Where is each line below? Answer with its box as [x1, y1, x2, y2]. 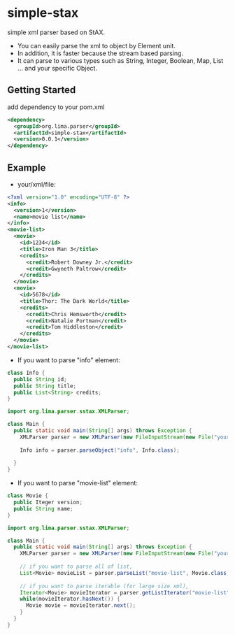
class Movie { [7, 492, 49, 499]
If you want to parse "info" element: [17, 355, 120, 364]
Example [7, 162, 46, 173]
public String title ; [13, 383, 77, 390]
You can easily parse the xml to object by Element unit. [17, 41, 176, 50]
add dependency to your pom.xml [7, 103, 105, 111]
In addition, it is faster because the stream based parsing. [17, 49, 184, 57]
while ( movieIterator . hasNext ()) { [20, 596, 120, 603]
